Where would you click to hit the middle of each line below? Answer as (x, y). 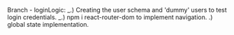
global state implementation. (48, 24)
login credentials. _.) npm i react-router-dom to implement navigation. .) (110, 17)
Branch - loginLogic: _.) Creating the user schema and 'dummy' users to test (117, 10)
